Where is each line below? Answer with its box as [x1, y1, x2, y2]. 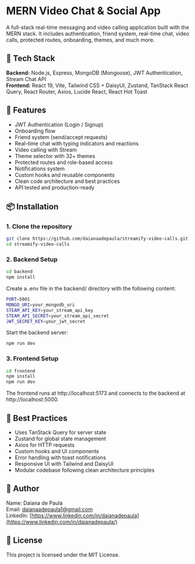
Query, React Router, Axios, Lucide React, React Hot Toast [6, 88, 148, 95]
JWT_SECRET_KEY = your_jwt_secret [6, 318, 85, 324]
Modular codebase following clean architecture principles [14, 466, 155, 474]
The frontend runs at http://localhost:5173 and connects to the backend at [6, 389, 186, 397]
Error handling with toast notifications [14, 454, 106, 461]
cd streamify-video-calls [6, 241, 70, 247]
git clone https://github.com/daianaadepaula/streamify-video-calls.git [6, 236, 189, 242]
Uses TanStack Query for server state [14, 429, 107, 436]
